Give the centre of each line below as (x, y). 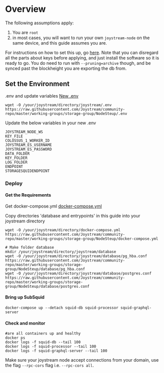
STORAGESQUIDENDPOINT (27, 171)
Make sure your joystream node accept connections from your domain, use (82, 360)
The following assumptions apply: (40, 23)
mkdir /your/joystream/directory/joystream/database (61, 252)
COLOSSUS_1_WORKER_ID (27, 140)
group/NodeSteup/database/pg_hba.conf (45, 269)
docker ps (15, 338)
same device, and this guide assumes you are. (60, 43)
